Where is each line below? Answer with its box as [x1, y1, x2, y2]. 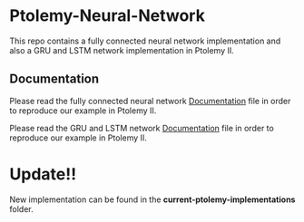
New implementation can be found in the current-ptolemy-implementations [9, 194, 296, 205]
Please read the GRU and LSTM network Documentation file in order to [9, 122, 274, 133]
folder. [9, 203, 34, 214]
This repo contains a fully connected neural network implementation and [9, 35, 281, 46]
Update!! [9, 164, 77, 184]
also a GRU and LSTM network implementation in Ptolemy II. [9, 44, 234, 55]
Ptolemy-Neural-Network [9, 5, 206, 26]
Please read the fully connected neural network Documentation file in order [9, 95, 291, 106]
